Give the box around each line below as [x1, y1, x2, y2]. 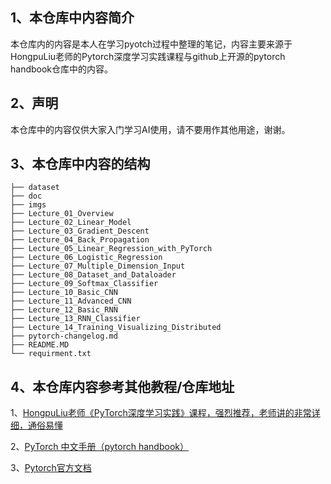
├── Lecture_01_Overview [10, 209, 114, 219]
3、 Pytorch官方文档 [10, 462, 92, 474]
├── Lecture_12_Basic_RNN [10, 305, 118, 315]
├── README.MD [10, 340, 70, 350]
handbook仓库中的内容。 [10, 63, 114, 75]
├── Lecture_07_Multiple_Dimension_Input [10, 261, 186, 272]
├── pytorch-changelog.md [10, 331, 118, 342]
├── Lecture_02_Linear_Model [10, 218, 132, 228]
